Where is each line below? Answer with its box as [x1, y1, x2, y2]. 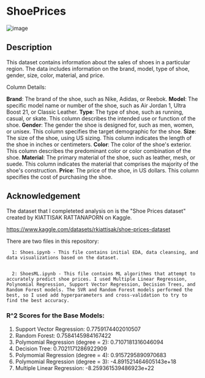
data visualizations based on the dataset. [6, 254, 119, 261]
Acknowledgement [6, 191, 81, 201]
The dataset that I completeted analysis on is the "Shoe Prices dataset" [6, 207, 186, 215]
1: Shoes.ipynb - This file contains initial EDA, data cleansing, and [12, 249, 199, 255]
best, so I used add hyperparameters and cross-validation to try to [6, 292, 188, 298]
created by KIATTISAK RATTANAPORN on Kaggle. [6, 213, 132, 221]
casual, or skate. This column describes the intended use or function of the [6, 114, 196, 122]
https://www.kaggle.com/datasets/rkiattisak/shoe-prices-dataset [6, 225, 171, 233]
